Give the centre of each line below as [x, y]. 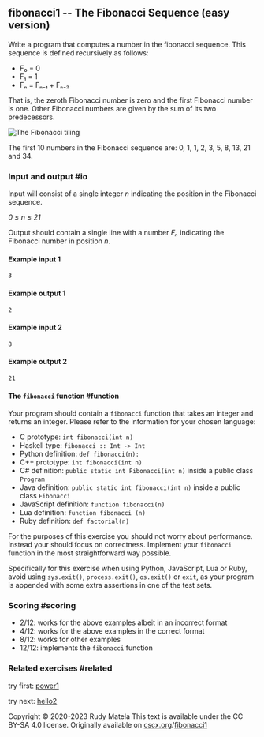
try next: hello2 [33, 701]
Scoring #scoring [42, 606]
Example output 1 [37, 293]
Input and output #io [48, 176]
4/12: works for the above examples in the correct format [112, 631]
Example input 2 [35, 328]
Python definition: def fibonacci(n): [79, 454]
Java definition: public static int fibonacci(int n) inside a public [130, 487]
